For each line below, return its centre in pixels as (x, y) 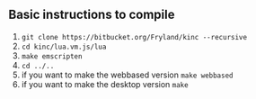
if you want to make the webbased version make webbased (128, 75)
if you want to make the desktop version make (105, 84)
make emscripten (52, 56)
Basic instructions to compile (92, 15)
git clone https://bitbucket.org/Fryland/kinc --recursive (134, 37)
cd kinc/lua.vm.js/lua (64, 47)
